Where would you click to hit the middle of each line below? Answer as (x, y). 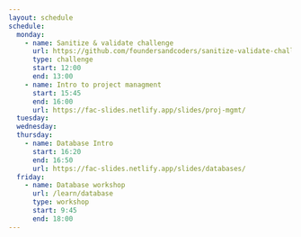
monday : (31, 34)
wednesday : (37, 127)
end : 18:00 (53, 219)
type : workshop (61, 202)
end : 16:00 (53, 101)
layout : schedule (41, 18)
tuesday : (33, 118)
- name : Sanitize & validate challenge (99, 43)
